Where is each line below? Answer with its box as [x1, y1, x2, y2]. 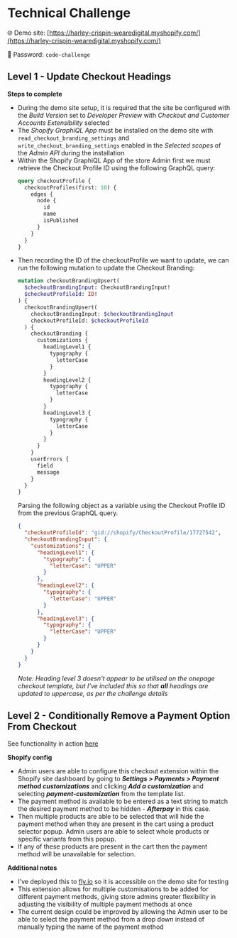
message [36, 468, 60, 476]
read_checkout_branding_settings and [17, 133, 130, 142]
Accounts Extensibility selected [17, 118, 110, 127]
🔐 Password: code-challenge [7, 50, 91, 58]
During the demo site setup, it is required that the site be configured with [17, 103, 231, 111]
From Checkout [7, 720, 77, 732]
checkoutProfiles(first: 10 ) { [24, 184, 117, 191]
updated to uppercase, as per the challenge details [17, 689, 168, 697]
